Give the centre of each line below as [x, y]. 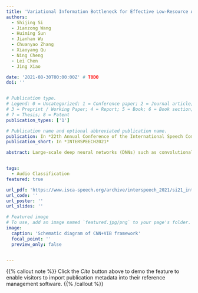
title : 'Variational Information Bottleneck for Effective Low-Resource [97, 11]
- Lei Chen [25, 61]
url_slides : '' [25, 206]
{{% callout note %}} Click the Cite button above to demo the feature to [93, 271]
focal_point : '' [31, 239]
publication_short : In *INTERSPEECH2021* [58, 142]
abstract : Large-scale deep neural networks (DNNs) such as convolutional [100, 153]
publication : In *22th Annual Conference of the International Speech [95, 136]
